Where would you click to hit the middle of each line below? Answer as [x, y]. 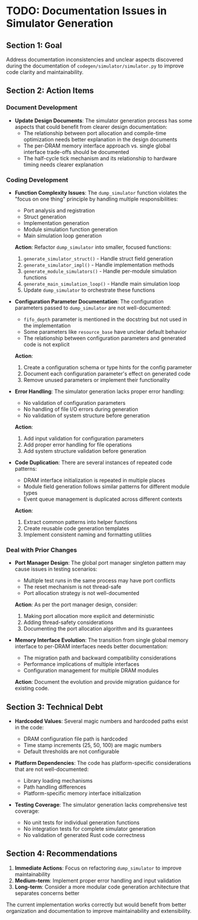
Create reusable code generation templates [76, 528]
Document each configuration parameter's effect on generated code [107, 374]
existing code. [32, 689]
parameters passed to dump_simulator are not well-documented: [93, 308]
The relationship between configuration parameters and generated [105, 338]
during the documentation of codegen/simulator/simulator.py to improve [95, 66]
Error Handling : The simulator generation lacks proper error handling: [100, 391]
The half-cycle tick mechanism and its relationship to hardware [100, 158]
